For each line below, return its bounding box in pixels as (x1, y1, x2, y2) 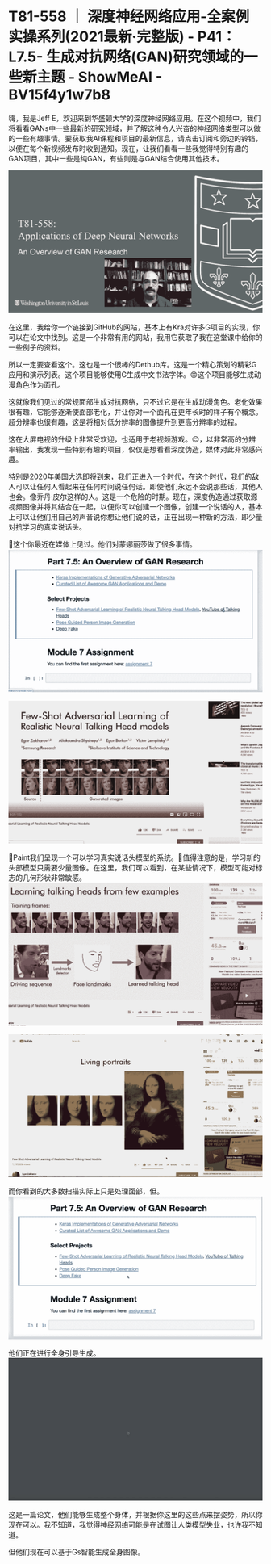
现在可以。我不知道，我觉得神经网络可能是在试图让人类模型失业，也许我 (8, 1520, 248, 1530)
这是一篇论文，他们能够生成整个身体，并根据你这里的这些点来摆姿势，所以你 (8, 1510, 263, 1520)
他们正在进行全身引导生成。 (8, 1348, 101, 1357)
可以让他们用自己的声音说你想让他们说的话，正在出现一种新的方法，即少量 (15, 512, 263, 522)
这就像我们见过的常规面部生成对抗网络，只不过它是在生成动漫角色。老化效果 (8, 397, 263, 407)
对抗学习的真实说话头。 (8, 522, 86, 532)
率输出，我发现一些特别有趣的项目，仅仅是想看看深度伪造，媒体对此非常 (8, 445, 248, 455)
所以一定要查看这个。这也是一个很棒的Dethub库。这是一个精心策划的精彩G (8, 360, 257, 370)
